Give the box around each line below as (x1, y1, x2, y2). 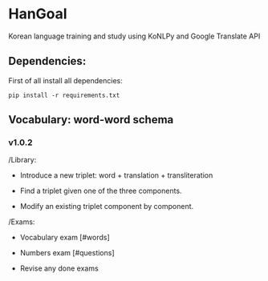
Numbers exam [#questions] (19, 248, 115, 258)
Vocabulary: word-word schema (8, 113, 174, 126)
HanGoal (8, 5, 67, 23)
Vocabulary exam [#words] (19, 233, 110, 243)
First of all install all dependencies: (8, 75, 123, 85)
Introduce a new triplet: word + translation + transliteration (19, 171, 213, 180)
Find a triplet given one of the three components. (19, 186, 182, 196)
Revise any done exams (19, 263, 99, 273)
